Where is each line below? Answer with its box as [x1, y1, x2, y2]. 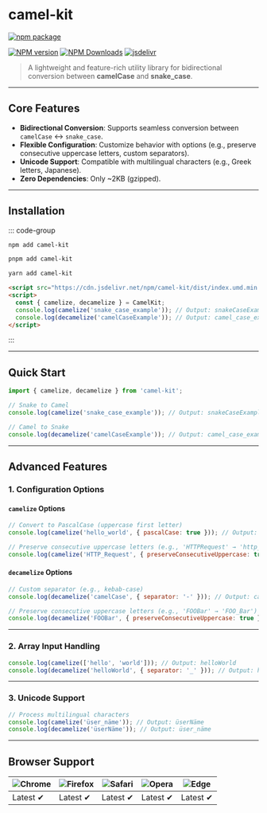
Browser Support [8, 755, 95, 768]
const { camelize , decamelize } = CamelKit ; [15, 299, 165, 307]
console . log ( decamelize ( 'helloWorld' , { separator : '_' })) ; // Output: [8, 666, 254, 674]
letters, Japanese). [19, 165, 82, 174]
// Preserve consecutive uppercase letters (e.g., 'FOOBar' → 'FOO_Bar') [8, 607, 258, 615]
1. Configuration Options [8, 483, 105, 494]
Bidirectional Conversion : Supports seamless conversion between [19, 123, 239, 132]
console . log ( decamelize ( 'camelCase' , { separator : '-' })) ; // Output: [8, 592, 250, 600]
